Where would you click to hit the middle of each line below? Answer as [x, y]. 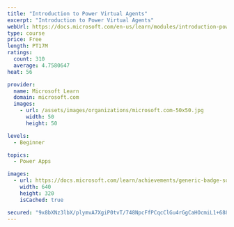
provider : [22, 84]
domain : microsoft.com [46, 97]
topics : [18, 155]
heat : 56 [20, 72]
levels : [18, 136]
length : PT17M [28, 46]
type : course [26, 33]
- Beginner [29, 142]
